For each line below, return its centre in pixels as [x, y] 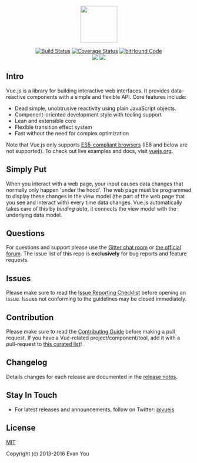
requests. [18, 260]
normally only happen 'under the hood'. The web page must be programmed [99, 190]
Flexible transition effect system [53, 127]
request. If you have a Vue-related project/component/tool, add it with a [93, 338]
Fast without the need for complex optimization [72, 133]
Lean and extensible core [45, 121]
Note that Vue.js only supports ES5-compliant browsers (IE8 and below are [97, 145]
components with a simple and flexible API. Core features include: [107, 96]
